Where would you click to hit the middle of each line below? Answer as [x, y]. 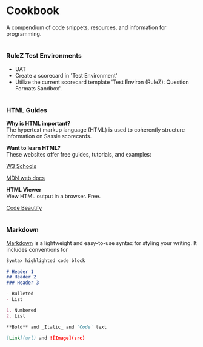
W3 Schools [22, 166]
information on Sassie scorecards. [49, 136]
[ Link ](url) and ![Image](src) [46, 338]
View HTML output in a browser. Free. [54, 196]
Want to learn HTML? [33, 148]
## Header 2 [21, 277]
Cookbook [33, 11]
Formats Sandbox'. [38, 88]
